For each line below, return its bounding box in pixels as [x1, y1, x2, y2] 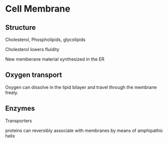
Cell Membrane [5, 3, 70, 15]
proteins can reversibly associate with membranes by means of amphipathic [5, 127, 163, 133]
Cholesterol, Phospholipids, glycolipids [5, 36, 86, 42]
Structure [5, 23, 36, 32]
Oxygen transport [5, 71, 62, 79]
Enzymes [5, 104, 35, 113]
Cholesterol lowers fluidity [5, 46, 59, 52]
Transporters [5, 117, 32, 124]
